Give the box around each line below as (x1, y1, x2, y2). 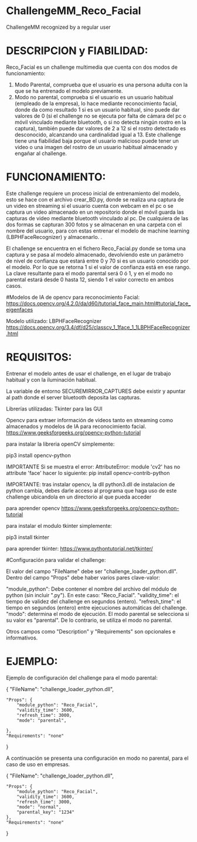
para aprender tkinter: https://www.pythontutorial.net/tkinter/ (6, 545, 154, 552)
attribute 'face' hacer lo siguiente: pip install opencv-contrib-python (6, 469, 170, 476)
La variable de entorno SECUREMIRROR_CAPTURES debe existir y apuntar (6, 388, 186, 395)
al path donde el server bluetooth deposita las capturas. (6, 393, 141, 400)
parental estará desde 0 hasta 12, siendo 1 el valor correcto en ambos (6, 276, 174, 283)
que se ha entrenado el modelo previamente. (14, 87, 123, 95)
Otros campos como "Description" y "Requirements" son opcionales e (6, 628, 176, 635)
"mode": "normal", (16, 804, 62, 810)
